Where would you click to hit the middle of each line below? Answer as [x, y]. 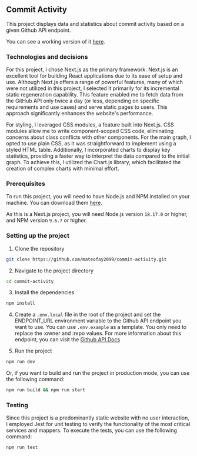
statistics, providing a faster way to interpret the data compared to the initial [98, 156]
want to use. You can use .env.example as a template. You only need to [101, 327]
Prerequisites [26, 184]
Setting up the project [38, 236]
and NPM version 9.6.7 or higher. [46, 221]
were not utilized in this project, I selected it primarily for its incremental [93, 88]
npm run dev [21, 362]
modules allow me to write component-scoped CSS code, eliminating [90, 131]
